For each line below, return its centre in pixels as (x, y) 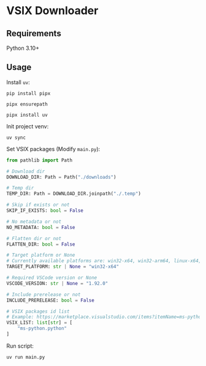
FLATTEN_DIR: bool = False (41, 244)
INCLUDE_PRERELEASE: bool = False (51, 300)
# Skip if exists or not (38, 205)
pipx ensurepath (27, 104)
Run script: (20, 346)
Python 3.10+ (23, 48)
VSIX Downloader (52, 11)
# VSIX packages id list (38, 311)
